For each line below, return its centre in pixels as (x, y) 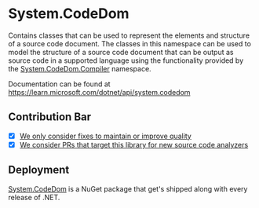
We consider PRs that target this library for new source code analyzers (134, 144)
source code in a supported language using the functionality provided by (126, 60)
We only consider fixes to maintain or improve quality (106, 136)
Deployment (39, 170)
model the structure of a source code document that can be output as (121, 52)
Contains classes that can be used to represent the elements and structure (129, 35)
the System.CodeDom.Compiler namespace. (80, 68)
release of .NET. (34, 197)
